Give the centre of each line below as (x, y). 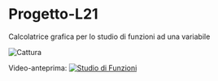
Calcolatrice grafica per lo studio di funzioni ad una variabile (109, 36)
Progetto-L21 (54, 14)
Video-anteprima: (38, 68)
